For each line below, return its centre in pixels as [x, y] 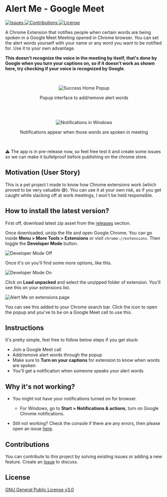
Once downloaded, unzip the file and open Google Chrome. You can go [79, 233]
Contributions [27, 444]
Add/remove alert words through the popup [57, 355]
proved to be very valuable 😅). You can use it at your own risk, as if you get [83, 190]
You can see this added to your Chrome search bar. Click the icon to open [81, 307]
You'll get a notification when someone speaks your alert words [78, 371]
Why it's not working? [40, 387]
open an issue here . [33, 429]
